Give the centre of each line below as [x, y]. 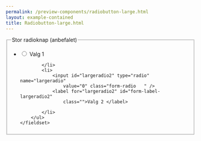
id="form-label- [140, 91]
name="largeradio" [43, 81]
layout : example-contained [39, 17]
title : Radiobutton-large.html [45, 23]
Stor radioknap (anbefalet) [45, 40]
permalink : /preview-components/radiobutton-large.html [77, 12]
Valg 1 [37, 54]
